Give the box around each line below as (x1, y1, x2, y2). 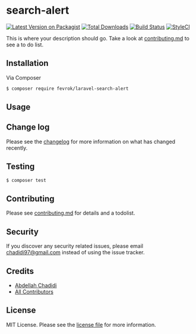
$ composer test (6, 177, 46, 183)
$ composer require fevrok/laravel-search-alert (6, 86, 129, 92)
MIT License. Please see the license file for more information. (6, 321, 156, 328)
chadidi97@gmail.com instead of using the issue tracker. (6, 249, 145, 256)
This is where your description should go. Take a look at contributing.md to (6, 34, 190, 42)
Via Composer (6, 74, 42, 81)
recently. (6, 144, 28, 152)
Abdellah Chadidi (14, 282, 57, 289)
